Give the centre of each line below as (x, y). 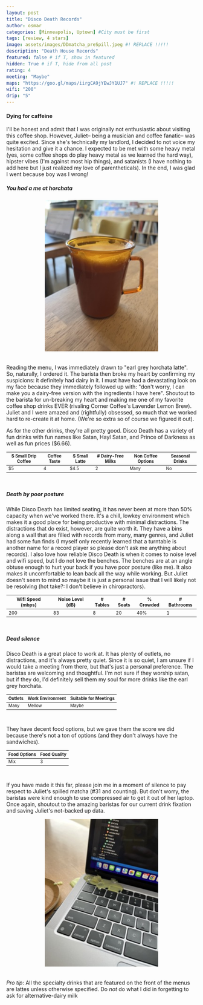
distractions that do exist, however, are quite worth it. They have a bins (94, 529)
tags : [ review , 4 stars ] (37, 38)
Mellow (35, 706)
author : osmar (24, 25)
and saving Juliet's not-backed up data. (56, 811)
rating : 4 (19, 70)
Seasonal (180, 456)
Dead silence (23, 638)
